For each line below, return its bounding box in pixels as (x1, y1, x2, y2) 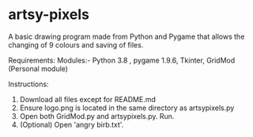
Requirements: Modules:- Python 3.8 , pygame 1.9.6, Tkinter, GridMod (8, 55, 236, 65)
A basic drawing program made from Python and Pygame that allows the (8, 32, 245, 41)
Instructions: (8, 79, 49, 89)
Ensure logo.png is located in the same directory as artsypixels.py (19, 103, 235, 112)
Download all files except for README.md (19, 94, 157, 104)
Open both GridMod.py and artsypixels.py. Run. (19, 111, 175, 120)
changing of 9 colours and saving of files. (8, 40, 144, 49)
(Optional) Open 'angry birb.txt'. (19, 120, 124, 129)
